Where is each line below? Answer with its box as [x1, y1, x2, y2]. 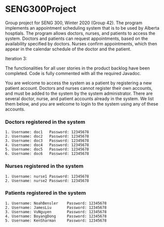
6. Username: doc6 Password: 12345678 [5, 151, 90, 156]
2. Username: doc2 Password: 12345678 [5, 134, 90, 139]
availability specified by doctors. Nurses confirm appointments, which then [5, 40, 158, 46]
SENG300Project [5, 3, 76, 15]
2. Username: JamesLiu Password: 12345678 [5, 205, 107, 210]
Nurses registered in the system [5, 163, 84, 170]
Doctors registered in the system [5, 118, 85, 125]
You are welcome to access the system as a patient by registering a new [5, 80, 152, 86]
